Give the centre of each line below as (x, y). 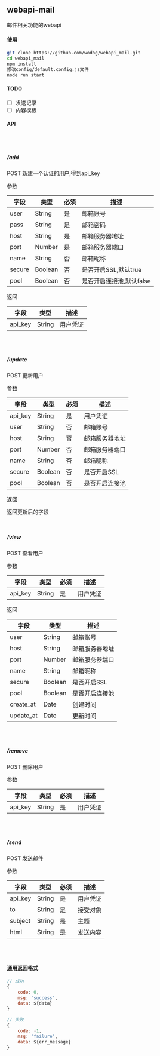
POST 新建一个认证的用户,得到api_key (53, 173)
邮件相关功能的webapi (34, 25)
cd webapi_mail (26, 58)
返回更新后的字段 (28, 512)
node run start (26, 75)
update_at (24, 715)
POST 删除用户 (25, 766)
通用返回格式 (22, 968)
